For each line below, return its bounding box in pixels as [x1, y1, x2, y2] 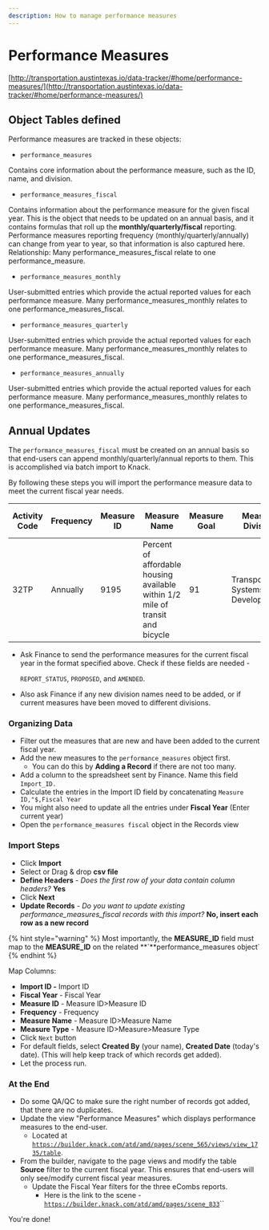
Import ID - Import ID [19, 981, 90, 991]
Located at [31, 1131, 68, 1140]
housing [143, 569, 174, 580]
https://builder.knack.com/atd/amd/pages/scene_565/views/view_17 [31, 1141, 259, 1149]
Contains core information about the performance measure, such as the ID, [8, 165, 256, 175]
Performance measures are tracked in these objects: [8, 134, 182, 144]
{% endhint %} [8, 950, 58, 960]
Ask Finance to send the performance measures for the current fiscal [19, 650, 249, 660]
